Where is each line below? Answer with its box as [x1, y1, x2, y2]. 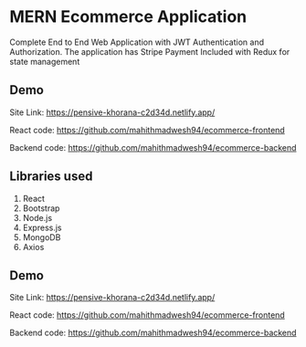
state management [9, 56, 80, 67]
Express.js [22, 222, 62, 233]
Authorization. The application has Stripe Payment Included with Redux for [9, 46, 290, 57]
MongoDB [22, 231, 61, 243]
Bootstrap [22, 203, 60, 214]
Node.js [22, 212, 53, 223]
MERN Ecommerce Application [9, 6, 248, 27]
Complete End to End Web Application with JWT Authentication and [9, 37, 265, 47]
